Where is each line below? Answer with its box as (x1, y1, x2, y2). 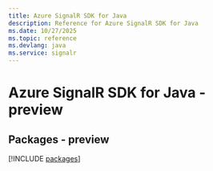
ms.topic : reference (8, 34, 78, 43)
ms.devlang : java (8, 42, 66, 50)
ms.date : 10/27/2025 (8, 26, 78, 35)
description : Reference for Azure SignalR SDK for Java (8, 19, 199, 27)
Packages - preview (8, 132, 110, 146)
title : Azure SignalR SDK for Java (8, 11, 127, 20)
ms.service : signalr (8, 49, 78, 57)
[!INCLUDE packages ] (8, 154, 81, 163)
